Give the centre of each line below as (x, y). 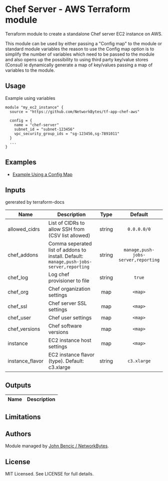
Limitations (23, 417)
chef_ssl (17, 306)
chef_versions (24, 329)
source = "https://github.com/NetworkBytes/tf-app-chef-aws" (75, 111)
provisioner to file (69, 281)
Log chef (59, 275)
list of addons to (67, 250)
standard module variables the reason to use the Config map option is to (80, 49)
